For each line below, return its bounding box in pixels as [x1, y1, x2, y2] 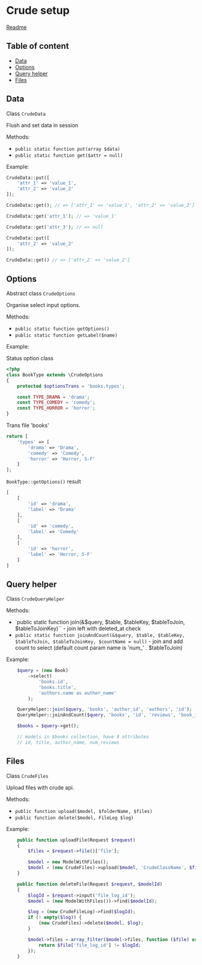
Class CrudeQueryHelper [6, 595, 65, 603]
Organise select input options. [6, 302, 81, 308]
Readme [6, 24, 27, 31]
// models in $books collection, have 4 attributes [17, 734, 149, 740]
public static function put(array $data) [14, 146, 120, 152]
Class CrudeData [6, 110, 46, 117]
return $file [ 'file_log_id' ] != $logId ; [38, 942, 141, 948]
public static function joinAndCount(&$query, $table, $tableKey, [14, 633, 185, 639]
